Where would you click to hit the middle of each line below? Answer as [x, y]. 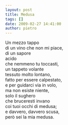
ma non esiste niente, [27, 90]
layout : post [19, 10]
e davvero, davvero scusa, [32, 112]
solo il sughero [20, 96]
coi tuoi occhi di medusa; [31, 106]
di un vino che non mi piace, [34, 48]
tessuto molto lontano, [28, 74]
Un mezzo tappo [22, 42]
